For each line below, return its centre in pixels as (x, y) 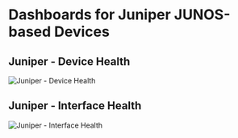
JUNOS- (202, 15)
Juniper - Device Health (69, 61)
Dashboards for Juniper (90, 15)
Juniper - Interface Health (75, 106)
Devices (82, 32)
